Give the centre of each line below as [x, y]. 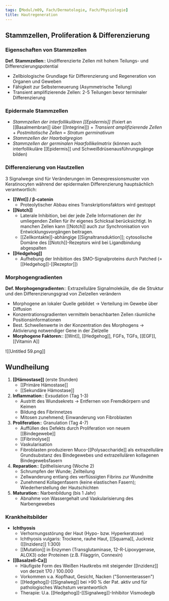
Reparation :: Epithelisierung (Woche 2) [54, 466]
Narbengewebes [38, 503]
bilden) [20, 154]
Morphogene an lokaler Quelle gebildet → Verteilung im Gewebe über [85, 304]
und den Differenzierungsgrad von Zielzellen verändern [63, 294]
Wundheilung [27, 367]
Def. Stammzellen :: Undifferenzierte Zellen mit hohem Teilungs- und [77, 61]
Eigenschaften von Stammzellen [46, 50]
